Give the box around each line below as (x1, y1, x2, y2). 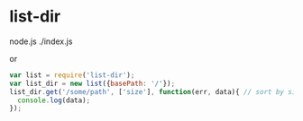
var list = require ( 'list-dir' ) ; (9, 70, 135, 80)
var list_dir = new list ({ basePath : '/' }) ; (9, 79, 176, 88)
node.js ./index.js (9, 36, 73, 47)
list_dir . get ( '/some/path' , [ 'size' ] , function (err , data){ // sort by (9, 87, 284, 96)
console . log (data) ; (17, 96, 91, 105)
